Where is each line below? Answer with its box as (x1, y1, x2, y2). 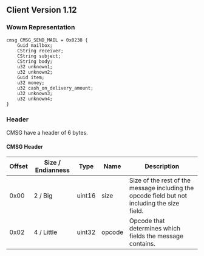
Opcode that (129, 216, 165, 225)
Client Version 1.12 (6, 5, 77, 15)
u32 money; (17, 79, 45, 86)
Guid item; (17, 74, 45, 80)
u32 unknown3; (17, 90, 53, 96)
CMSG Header (6, 143, 44, 150)
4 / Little (33, 228, 58, 236)
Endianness (35, 166, 70, 174)
